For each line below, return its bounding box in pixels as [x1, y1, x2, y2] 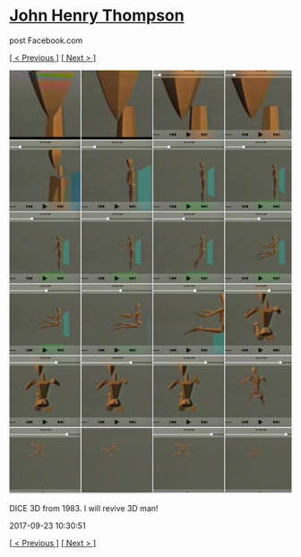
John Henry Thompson [9, 5, 185, 26]
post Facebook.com [9, 35, 83, 46]
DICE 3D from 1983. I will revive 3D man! [9, 503, 159, 514]
